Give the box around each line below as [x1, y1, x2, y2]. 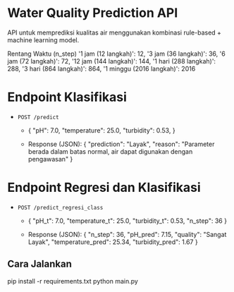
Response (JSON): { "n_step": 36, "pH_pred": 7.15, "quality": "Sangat [27, 230, 227, 238]
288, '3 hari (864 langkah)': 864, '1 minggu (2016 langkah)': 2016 [7, 64, 196, 73]
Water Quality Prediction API [7, 5, 178, 21]
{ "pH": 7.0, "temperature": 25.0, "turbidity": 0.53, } [27, 126, 175, 135]
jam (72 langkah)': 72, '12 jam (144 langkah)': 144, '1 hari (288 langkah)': [7, 56, 216, 65]
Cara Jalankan [7, 258, 73, 270]
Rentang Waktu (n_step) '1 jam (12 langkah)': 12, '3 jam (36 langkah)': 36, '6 [7, 49, 226, 58]
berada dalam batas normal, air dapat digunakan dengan [27, 147, 193, 156]
